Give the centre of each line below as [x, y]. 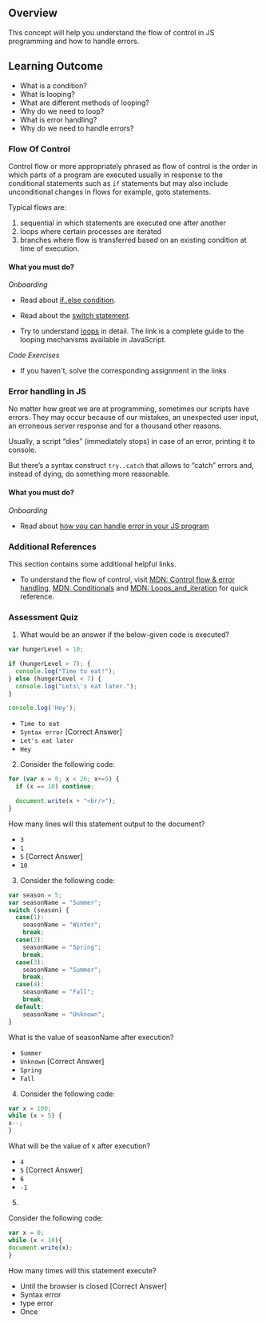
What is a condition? [54, 85]
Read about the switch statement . [75, 316]
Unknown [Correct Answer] [62, 1061]
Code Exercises [34, 355]
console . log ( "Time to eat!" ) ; [66, 671]
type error [36, 1303]
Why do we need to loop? [62, 111]
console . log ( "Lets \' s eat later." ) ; [76, 686]
